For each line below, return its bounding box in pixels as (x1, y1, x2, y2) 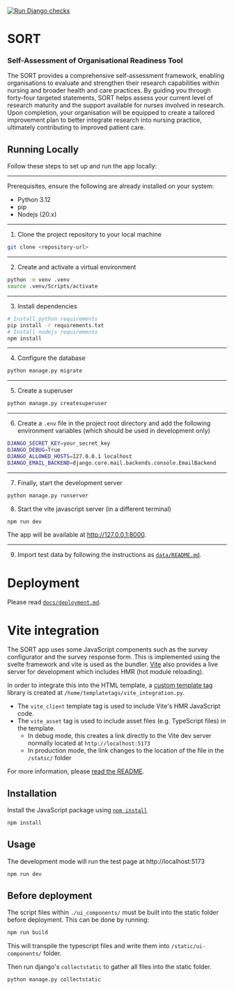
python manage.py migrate (7, 368, 82, 375)
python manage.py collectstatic (7, 976, 101, 983)
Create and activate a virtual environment (17, 263, 136, 272)
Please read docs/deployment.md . (7, 598, 101, 606)
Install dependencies (17, 301, 78, 310)
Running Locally (7, 143, 79, 155)
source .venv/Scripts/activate (7, 283, 98, 290)
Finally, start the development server (17, 478, 123, 487)
